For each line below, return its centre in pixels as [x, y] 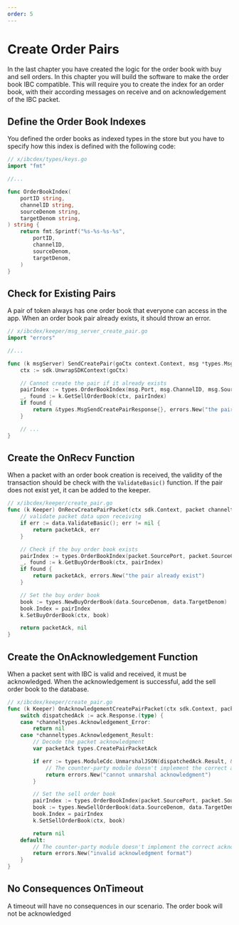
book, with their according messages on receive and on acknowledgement [117, 92]
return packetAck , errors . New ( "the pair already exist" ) [119, 576]
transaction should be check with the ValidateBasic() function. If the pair [115, 482]
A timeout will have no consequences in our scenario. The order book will [115, 906]
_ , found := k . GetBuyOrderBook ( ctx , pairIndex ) [92, 563]
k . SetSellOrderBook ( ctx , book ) [79, 820]
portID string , [43, 198]
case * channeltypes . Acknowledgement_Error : [86, 722]
